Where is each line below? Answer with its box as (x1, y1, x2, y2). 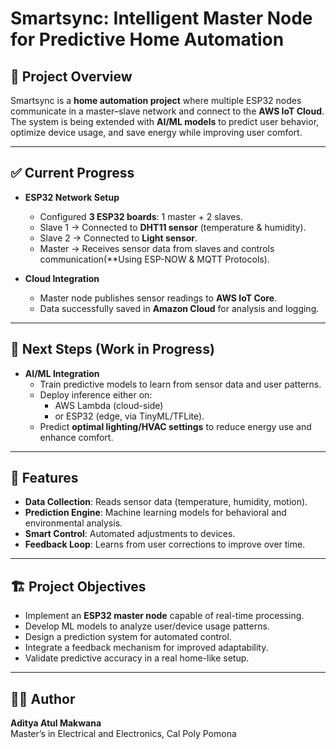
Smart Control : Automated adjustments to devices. (24, 528, 236, 540)
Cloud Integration (24, 272, 100, 284)
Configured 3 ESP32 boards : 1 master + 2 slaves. (39, 210, 243, 222)
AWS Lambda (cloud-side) (54, 399, 164, 411)
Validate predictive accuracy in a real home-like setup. (24, 652, 250, 664)
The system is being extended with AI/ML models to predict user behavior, (10, 116, 320, 127)
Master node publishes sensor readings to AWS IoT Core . (39, 292, 278, 304)
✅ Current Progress (10, 165, 135, 182)
